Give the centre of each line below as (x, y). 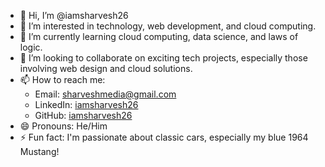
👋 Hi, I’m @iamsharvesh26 (74, 15)
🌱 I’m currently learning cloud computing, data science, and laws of (159, 36)
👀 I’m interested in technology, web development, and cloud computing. (168, 26)
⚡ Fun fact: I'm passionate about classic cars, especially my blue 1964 (164, 137)
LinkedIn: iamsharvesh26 (86, 104)
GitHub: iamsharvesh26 (83, 115)
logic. (31, 47)
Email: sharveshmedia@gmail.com (105, 94)
